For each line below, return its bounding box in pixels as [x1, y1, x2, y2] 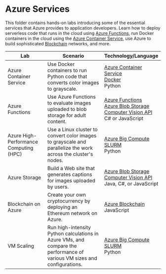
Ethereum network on [47, 209, 98, 216]
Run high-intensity [47, 224, 91, 231]
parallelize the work [47, 144, 93, 151]
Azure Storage [7, 174, 41, 181]
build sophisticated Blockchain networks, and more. [5, 40, 111, 46]
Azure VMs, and [47, 236, 85, 243]
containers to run [47, 67, 87, 73]
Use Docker [47, 61, 75, 68]
